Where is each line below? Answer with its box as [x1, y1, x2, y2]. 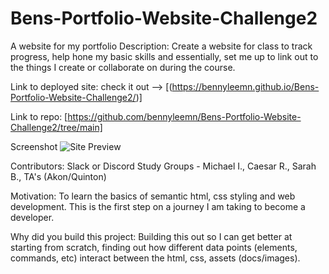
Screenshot [10, 140, 58, 152]
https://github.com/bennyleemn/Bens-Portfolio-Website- [67, 110, 302, 122]
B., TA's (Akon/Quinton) [10, 170, 107, 182]
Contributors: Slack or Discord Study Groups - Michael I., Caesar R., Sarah [10, 160, 317, 172]
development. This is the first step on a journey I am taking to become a [10, 200, 306, 212]
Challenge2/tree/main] [10, 121, 103, 133]
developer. [10, 211, 55, 223]
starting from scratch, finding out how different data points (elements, [10, 241, 298, 253]
